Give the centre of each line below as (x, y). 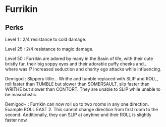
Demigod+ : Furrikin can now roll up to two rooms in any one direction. (77, 104)
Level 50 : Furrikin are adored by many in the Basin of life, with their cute (79, 59)
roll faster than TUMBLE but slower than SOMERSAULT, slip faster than (77, 84)
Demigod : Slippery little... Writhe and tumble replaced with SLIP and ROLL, (82, 79)
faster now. (17, 120)
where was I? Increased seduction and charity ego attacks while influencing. (83, 69)
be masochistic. (21, 95)
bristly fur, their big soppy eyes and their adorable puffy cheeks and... (76, 64)
